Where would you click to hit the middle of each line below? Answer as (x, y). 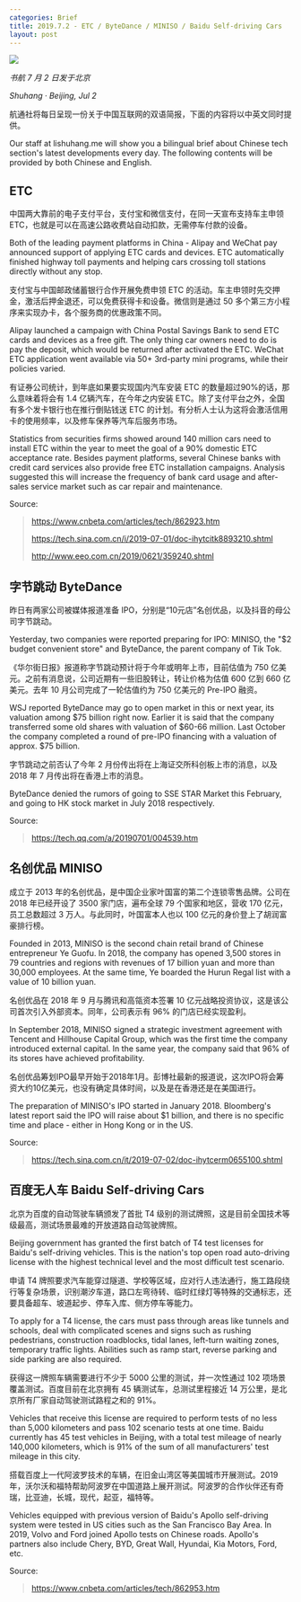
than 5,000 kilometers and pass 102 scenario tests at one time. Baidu (137, 1427)
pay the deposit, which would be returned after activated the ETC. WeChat (146, 350)
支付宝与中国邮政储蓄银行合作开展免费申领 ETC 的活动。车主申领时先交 (141, 290)
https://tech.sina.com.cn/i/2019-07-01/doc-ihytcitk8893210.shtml (152, 539)
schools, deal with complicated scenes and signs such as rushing (130, 1330)
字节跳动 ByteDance (66, 586)
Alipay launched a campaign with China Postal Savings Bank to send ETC (144, 331)
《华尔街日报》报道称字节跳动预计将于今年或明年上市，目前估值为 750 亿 (144, 667)
